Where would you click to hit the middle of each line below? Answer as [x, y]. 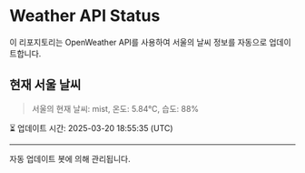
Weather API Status [85, 16]
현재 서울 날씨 [45, 85]
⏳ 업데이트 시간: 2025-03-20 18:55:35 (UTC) [92, 127]
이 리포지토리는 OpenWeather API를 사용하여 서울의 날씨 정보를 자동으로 [138, 42]
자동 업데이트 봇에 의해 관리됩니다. [70, 158]
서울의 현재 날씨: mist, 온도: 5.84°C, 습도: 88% [115, 108]
